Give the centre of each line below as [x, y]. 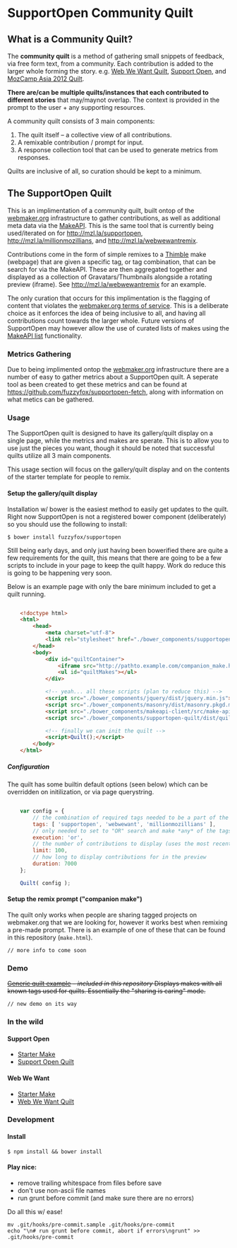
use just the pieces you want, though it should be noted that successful [111, 448]
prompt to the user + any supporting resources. [77, 107]
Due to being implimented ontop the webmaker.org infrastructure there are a [118, 370]
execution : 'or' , [58, 837]
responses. [34, 158]
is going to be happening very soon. [60, 573]
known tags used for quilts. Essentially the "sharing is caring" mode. [107, 991]
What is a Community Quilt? [70, 39]
